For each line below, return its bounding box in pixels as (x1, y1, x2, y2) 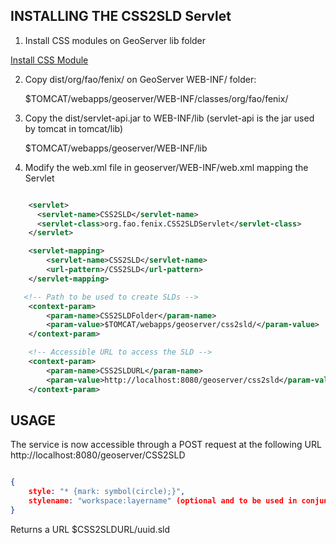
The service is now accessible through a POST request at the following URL (10, 439, 322, 451)
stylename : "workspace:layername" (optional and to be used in (28, 496, 298, 506)
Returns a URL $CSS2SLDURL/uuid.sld (10, 523, 171, 535)
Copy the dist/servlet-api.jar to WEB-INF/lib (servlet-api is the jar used (24, 112, 315, 124)
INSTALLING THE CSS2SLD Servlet (10, 8, 232, 25)
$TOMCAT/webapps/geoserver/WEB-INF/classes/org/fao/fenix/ (24, 92, 289, 104)
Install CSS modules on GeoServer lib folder (24, 34, 207, 46)
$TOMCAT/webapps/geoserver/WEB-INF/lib (24, 142, 208, 154)
